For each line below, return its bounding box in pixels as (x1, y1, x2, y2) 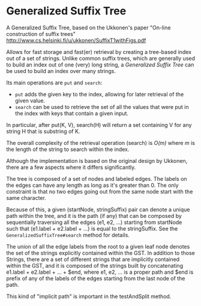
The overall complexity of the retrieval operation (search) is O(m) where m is (6, 139, 195, 146)
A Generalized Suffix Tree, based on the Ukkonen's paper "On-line (6, 24, 171, 31)
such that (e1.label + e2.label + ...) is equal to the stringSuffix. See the (6, 225, 178, 232)
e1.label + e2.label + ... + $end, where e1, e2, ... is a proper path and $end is (6, 268, 194, 275)
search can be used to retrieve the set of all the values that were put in (14, 103, 189, 110)
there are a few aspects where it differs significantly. (6, 163, 136, 171)
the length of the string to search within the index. (6, 146, 130, 153)
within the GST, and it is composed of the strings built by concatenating (6, 262, 184, 269)
